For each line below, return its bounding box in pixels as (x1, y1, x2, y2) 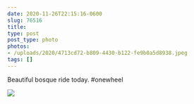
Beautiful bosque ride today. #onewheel (7, 75, 123, 84)
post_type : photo (7, 37, 59, 44)
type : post (7, 30, 40, 37)
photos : (7, 43, 30, 50)
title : (7, 23, 27, 30)
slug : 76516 (7, 17, 42, 24)
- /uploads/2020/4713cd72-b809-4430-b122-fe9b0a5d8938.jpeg (7, 50, 188, 57)
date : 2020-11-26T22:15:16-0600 (7, 10, 102, 18)
